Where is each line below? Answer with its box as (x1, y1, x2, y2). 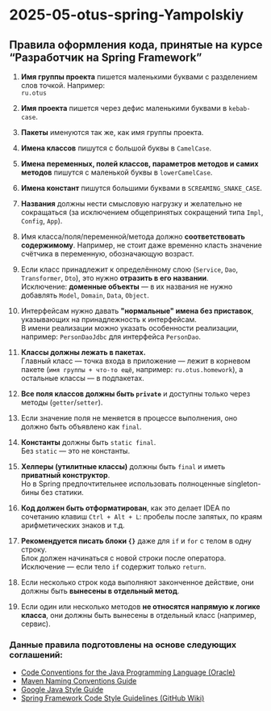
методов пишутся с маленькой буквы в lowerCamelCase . (20, 167, 213, 177)
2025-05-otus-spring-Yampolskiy (9, 6, 244, 24)
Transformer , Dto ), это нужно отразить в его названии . (20, 273, 209, 282)
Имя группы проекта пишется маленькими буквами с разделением (20, 72, 258, 82)
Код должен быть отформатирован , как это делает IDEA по (20, 503, 231, 513)
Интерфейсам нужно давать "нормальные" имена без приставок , (20, 306, 254, 315)
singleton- (227, 479, 261, 489)
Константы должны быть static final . (20, 438, 156, 446)
